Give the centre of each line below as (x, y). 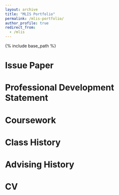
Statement (27, 98)
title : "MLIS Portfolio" (30, 14)
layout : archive (21, 9)
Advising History (40, 164)
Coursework (31, 120)
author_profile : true (27, 23)
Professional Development (59, 88)
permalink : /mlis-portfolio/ (34, 18)
